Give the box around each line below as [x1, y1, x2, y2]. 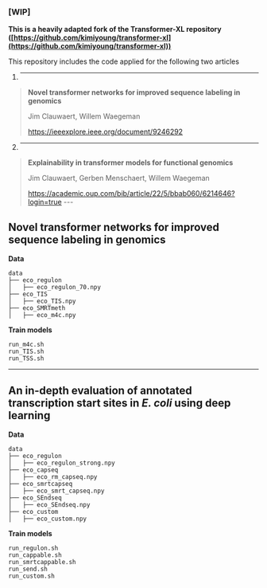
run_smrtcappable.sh [8, 558, 77, 566]
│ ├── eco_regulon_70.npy [8, 284, 102, 292]
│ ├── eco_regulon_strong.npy [8, 459, 115, 467]
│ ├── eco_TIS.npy [8, 297, 77, 305]
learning [8, 409, 51, 422]
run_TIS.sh [8, 347, 44, 356]
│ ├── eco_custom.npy [8, 515, 87, 523]
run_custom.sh [8, 572, 56, 580]
